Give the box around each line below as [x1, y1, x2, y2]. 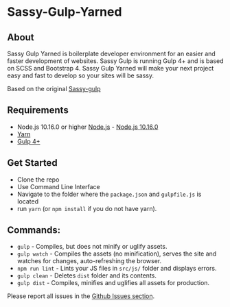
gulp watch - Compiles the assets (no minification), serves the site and [16, 249, 217, 258]
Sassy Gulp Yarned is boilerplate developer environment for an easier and [7, 49, 216, 58]
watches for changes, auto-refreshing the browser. [16, 257, 162, 265]
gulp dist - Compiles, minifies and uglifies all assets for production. [16, 279, 210, 287]
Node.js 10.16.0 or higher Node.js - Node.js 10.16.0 [16, 123, 159, 131]
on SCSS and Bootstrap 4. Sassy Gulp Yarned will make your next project [7, 64, 214, 72]
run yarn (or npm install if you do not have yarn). [16, 204, 157, 212]
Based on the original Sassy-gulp [7, 85, 101, 93]
